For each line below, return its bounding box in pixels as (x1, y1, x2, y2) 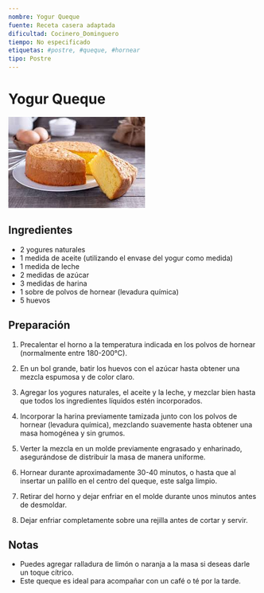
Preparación (8, 318, 71, 332)
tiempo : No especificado (8, 38, 91, 46)
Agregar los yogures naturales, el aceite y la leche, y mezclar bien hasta (19, 387, 256, 397)
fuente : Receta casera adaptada (8, 21, 115, 29)
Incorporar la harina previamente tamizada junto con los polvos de (19, 411, 238, 421)
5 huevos (19, 295, 50, 305)
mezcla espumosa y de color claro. (19, 372, 135, 381)
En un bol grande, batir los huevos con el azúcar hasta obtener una (19, 363, 240, 373)
